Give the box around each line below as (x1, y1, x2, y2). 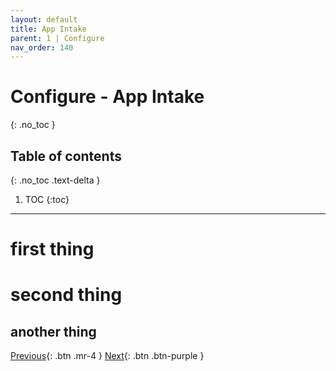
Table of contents (10, 147, 122, 165)
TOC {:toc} (24, 194, 70, 205)
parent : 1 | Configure (10, 33, 105, 43)
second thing (10, 284, 123, 306)
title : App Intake (10, 24, 87, 34)
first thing (10, 238, 95, 261)
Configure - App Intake (10, 86, 205, 108)
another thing (10, 323, 97, 340)
